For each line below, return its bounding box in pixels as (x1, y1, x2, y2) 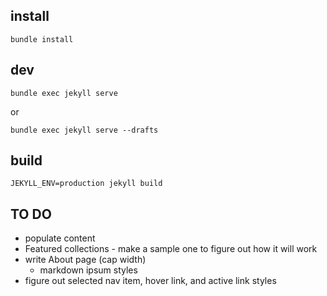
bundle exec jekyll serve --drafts (10, 125, 159, 135)
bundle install (10, 34, 74, 44)
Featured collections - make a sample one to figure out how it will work (24, 243, 318, 255)
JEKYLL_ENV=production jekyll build (10, 179, 163, 189)
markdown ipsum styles (39, 264, 138, 276)
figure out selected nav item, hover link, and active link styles (24, 275, 277, 287)
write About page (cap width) (24, 254, 147, 266)
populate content (24, 232, 96, 244)
